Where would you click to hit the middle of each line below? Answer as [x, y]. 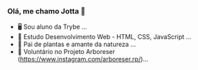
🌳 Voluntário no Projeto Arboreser [66, 52]
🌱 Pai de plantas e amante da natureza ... [77, 44]
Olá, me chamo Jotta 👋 [46, 11]
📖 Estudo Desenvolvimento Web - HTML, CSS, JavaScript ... [104, 37]
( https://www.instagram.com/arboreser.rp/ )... [83, 59]
